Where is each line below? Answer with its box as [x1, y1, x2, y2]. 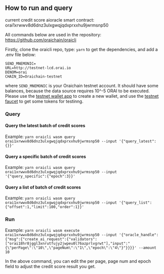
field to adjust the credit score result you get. [5, 263, 96, 269]
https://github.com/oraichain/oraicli [5, 37, 77, 43]
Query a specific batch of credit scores [5, 153, 87, 159]
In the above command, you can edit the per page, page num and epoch [5, 258, 151, 264]
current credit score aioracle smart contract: [5, 17, 94, 23]
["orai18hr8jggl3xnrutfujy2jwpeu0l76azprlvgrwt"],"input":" [5, 241, 131, 246]
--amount [139, 245, 157, 250]
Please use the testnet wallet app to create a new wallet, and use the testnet [5, 93, 159, 99]
